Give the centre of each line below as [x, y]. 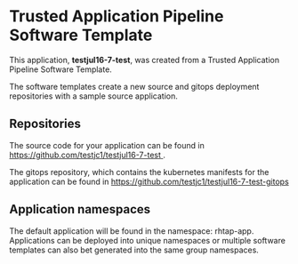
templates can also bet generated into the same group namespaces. [134, 250]
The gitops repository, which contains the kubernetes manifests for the [139, 172]
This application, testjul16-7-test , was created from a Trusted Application [145, 60]
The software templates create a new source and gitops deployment [134, 86]
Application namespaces [80, 209]
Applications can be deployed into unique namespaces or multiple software [148, 240]
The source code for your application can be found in [107, 145]
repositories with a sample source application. [93, 96]
